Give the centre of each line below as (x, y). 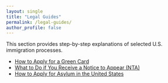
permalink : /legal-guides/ (39, 22)
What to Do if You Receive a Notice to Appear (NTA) (77, 68)
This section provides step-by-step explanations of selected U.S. (84, 44)
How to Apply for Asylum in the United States (69, 74)
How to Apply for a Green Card (52, 62)
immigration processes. (35, 50)
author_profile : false (34, 28)
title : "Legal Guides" (34, 17)
